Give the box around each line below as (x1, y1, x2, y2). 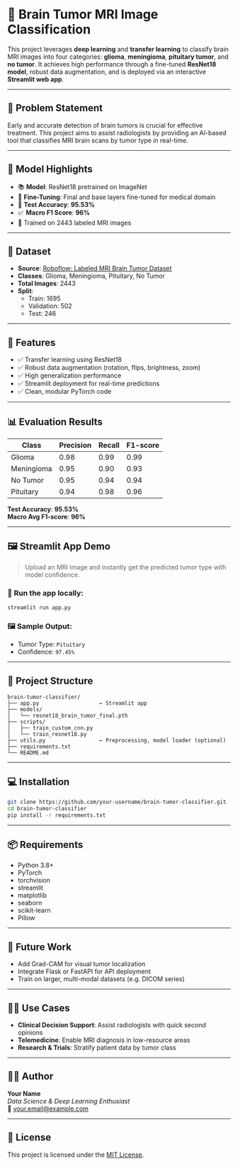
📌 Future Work (7, 941, 72, 953)
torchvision (17, 876, 51, 885)
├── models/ (7, 706, 42, 713)
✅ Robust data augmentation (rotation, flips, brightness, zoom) (17, 363, 201, 372)
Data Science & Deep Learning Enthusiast (7, 1097, 130, 1105)
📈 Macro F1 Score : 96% (17, 208, 91, 217)
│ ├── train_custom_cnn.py (7, 725, 93, 732)
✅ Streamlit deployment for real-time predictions (17, 379, 160, 388)
